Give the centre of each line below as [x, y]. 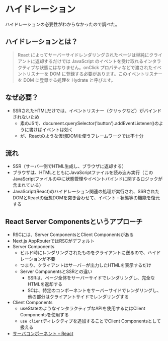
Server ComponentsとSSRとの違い [56, 271]
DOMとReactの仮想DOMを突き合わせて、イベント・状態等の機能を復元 [86, 198]
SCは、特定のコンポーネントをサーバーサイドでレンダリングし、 [95, 291]
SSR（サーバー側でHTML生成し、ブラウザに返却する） [69, 166]
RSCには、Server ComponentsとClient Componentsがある [73, 235]
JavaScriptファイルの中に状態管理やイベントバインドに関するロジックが [88, 179]
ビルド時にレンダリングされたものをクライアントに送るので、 [84, 253]
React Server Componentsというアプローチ [74, 221]
